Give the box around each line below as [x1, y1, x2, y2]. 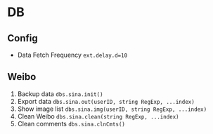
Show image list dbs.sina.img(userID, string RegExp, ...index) [17, 105, 207, 113]
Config [7, 32, 38, 44]
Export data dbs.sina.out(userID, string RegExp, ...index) [17, 97, 195, 105]
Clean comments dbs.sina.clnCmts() [17, 119, 125, 128]
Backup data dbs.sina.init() [17, 89, 103, 98]
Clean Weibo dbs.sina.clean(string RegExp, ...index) [17, 112, 179, 120]
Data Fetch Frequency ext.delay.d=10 [17, 51, 128, 59]
